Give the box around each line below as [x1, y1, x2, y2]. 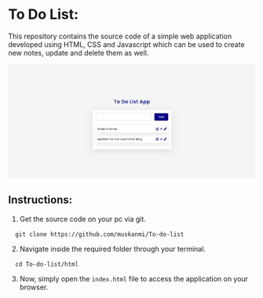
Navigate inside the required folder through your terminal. [19, 244, 206, 253]
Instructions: [8, 194, 73, 207]
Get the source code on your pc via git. [19, 214, 147, 223]
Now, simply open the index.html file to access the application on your [19, 274, 249, 283]
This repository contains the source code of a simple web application [8, 31, 232, 41]
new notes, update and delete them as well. [8, 48, 149, 57]
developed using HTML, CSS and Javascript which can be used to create [8, 39, 245, 49]
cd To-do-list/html [15, 260, 79, 268]
